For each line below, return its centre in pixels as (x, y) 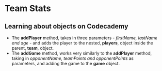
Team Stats (28, 8)
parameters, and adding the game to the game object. (65, 64)
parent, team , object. (32, 48)
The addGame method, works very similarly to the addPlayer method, (82, 53)
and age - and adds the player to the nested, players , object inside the (82, 43)
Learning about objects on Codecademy (66, 26)
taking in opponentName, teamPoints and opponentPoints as (73, 58)
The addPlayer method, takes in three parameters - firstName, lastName (84, 38)
